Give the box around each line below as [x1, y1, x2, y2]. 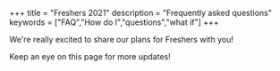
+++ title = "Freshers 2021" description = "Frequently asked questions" [9, 8, 273, 18]
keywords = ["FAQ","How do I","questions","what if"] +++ [9, 17, 219, 28]
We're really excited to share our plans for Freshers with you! [9, 35, 234, 44]
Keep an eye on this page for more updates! [9, 51, 172, 61]
